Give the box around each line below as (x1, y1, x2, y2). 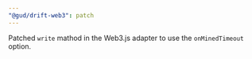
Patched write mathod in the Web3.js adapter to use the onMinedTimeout (8, 33, 244, 42)
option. (8, 41, 32, 51)
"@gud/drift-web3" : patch (8, 11, 94, 20)
